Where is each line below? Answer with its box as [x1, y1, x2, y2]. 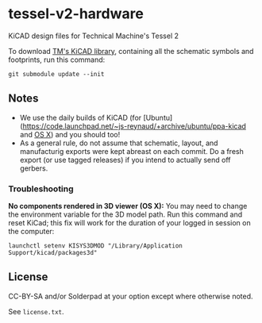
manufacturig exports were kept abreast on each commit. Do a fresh [19, 146, 244, 156]
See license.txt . [8, 306, 65, 316]
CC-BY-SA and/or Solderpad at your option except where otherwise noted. [8, 291, 253, 301]
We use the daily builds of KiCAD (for [19, 113, 142, 122]
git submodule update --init [8, 70, 105, 78]
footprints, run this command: [8, 55, 106, 64]
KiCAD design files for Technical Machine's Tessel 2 [8, 31, 179, 40]
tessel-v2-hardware [8, 5, 144, 23]
